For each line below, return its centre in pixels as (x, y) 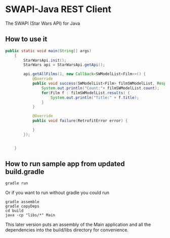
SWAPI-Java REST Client (58, 9)
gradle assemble (22, 202)
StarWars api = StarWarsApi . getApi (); (64, 65)
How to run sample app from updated (65, 164)
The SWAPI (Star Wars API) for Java (43, 23)
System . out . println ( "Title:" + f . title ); (95, 98)
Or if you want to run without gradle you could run (57, 193)
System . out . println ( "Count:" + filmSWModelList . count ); (100, 88)
